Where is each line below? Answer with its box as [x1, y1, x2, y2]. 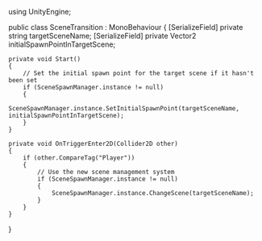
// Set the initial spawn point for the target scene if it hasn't [23, 69, 254, 77]
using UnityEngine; [8, 7, 72, 16]
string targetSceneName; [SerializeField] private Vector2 [8, 31, 197, 40]
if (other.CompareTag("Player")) [23, 154, 135, 162]
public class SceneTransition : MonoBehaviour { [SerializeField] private [8, 23, 243, 31]
